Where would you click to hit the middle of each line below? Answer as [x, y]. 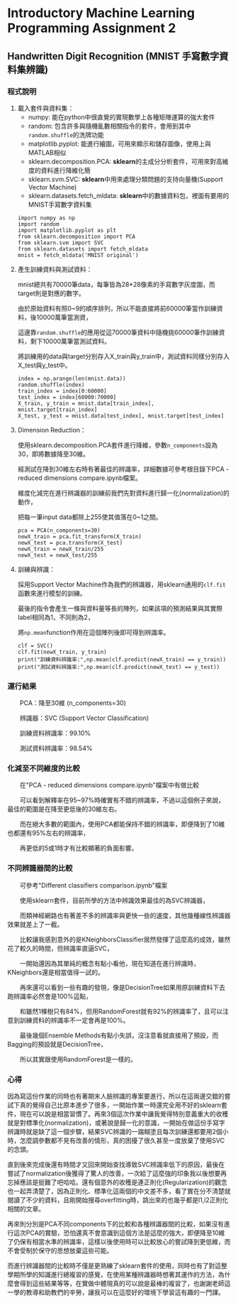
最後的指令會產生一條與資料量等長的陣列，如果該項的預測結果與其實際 [120, 608]
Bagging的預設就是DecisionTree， [57, 1044]
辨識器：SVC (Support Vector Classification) [84, 718]
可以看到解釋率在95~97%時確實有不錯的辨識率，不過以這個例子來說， [122, 800]
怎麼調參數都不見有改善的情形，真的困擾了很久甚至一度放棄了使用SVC [122, 1140]
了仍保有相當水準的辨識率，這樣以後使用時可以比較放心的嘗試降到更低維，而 [119, 1242]
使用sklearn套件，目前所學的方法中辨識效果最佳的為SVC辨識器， [114, 900]
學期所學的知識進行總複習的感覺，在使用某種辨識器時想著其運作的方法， [113, 1275]
